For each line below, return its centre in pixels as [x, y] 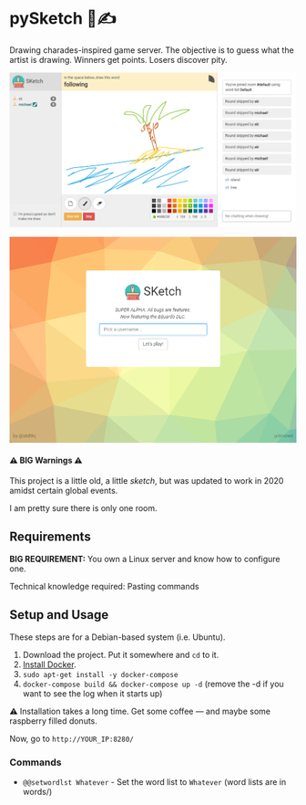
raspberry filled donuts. [54, 721]
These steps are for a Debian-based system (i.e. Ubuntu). [117, 637]
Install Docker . [49, 664]
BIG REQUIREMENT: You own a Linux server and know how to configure [145, 559]
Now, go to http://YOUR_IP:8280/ [71, 738]
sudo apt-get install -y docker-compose [100, 674]
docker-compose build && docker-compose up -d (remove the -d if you [153, 684]
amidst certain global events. [64, 491]
